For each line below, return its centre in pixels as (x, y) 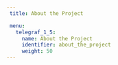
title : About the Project (46, 13)
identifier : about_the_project (66, 45)
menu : (17, 26)
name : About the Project (57, 38)
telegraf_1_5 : (36, 32)
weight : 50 (37, 51)
